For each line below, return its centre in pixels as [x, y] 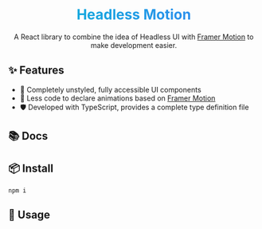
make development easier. [134, 45]
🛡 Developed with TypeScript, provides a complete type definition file [134, 107]
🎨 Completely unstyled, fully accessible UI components [110, 89]
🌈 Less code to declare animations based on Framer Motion [117, 98]
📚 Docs [28, 136]
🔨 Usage [29, 215]
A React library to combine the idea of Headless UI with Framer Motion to [134, 37]
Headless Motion [134, 15]
